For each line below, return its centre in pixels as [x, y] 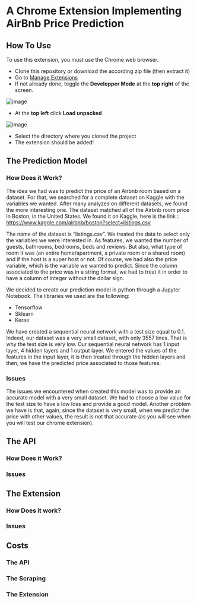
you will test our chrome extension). [50, 423]
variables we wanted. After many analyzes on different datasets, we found [97, 204]
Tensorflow [28, 307]
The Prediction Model [47, 161]
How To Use [29, 45]
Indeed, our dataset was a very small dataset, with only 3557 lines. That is [96, 338]
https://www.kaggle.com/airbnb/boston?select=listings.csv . [79, 222]
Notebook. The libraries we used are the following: [68, 296]
